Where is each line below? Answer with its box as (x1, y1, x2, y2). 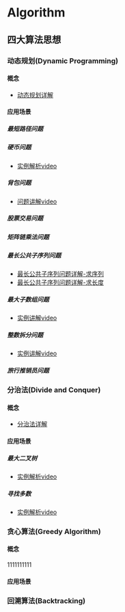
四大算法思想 (7, 34, 61, 45)
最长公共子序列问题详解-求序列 (16, 270, 105, 278)
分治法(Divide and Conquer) (7, 385, 101, 395)
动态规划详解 (16, 90, 53, 99)
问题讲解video (16, 197, 57, 205)
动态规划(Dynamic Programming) (7, 56, 118, 66)
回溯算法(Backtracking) (7, 596, 86, 605)
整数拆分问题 (7, 331, 43, 339)
